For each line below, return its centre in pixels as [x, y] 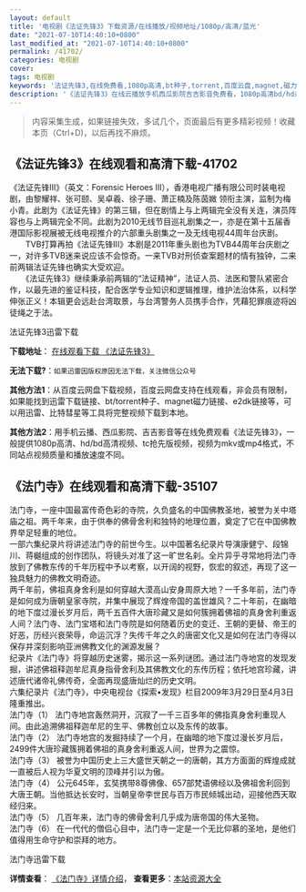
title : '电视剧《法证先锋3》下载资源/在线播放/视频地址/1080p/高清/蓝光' [135, 26]
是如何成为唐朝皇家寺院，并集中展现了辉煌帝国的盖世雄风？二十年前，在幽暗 [153, 601]
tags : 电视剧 [32, 77]
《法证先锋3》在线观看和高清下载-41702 [124, 163]
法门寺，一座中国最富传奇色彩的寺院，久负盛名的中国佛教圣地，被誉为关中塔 [153, 510]
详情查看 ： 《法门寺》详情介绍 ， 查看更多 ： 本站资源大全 [115, 878]
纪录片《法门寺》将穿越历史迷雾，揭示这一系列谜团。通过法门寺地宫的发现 [149, 658]
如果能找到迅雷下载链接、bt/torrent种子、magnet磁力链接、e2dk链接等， [147, 401]
